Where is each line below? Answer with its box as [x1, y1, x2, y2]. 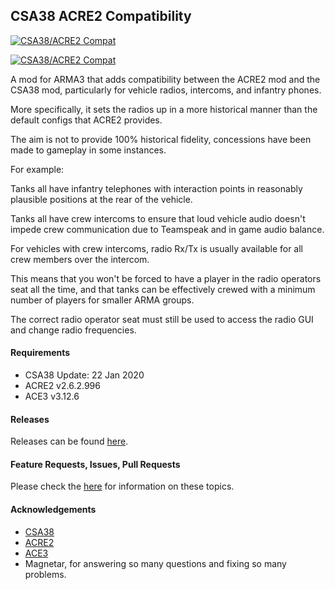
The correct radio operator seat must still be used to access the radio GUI [10, 313, 314, 325]
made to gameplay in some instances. [10, 144, 167, 156]
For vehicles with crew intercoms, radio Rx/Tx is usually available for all [10, 242, 304, 254]
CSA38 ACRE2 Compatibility [10, 8, 192, 25]
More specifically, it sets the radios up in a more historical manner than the [10, 103, 318, 115]
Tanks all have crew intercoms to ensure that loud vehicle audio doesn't [10, 212, 306, 224]
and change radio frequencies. [10, 324, 137, 336]
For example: [10, 163, 65, 175]
